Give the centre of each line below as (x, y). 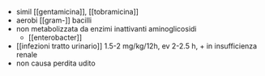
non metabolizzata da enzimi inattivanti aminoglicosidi (106, 29)
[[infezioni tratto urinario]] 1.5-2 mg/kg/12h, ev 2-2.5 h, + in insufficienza (137, 46)
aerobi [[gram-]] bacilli (53, 20)
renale (27, 55)
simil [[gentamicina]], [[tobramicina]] (77, 12)
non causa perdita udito (56, 63)
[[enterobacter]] (55, 37)
